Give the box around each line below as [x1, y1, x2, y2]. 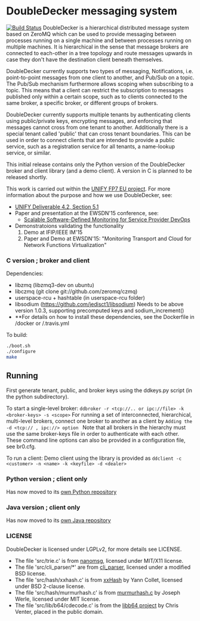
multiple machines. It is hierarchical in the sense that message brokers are [6, 43, 189, 50]
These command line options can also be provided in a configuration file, [6, 436, 186, 444]
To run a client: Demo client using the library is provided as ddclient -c [6, 454, 182, 462]
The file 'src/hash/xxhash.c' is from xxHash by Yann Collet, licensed [14, 576, 183, 583]
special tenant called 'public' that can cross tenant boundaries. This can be [6, 130, 191, 137]
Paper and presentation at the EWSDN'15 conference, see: [14, 209, 159, 216]
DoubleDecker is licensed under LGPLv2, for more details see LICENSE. [6, 545, 182, 553]
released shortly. [6, 173, 48, 180]
